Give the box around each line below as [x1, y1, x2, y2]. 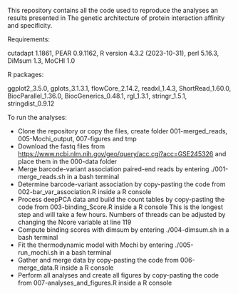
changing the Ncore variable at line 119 [17, 218, 132, 226]
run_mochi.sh [17, 248, 58, 256]
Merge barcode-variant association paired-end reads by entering [17, 165, 209, 173]
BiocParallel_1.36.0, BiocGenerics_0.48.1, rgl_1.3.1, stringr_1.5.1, [7, 92, 187, 100]
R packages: [7, 71, 44, 78]
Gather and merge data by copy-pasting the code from [17, 256, 180, 264]
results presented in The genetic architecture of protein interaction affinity [7, 14, 225, 22]
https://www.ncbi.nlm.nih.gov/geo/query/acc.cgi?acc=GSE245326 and [17, 150, 227, 158]
